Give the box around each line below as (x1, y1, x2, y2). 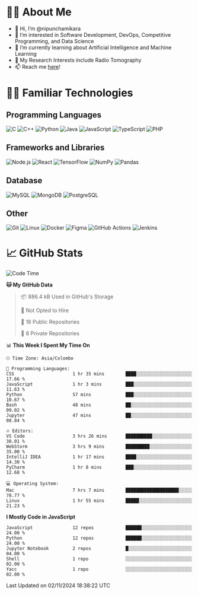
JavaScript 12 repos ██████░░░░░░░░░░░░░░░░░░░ (6, 525, 193, 531)
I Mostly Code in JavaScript (6, 513, 76, 521)
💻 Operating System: (6, 481, 59, 487)
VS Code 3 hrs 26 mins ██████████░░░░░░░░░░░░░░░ (6, 433, 193, 440)
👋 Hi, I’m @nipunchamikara (14, 25, 81, 32)
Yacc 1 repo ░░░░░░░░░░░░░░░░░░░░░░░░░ (6, 567, 193, 572)
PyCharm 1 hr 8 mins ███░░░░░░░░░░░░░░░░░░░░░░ (6, 464, 193, 470)
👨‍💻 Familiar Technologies (6, 86, 133, 100)
